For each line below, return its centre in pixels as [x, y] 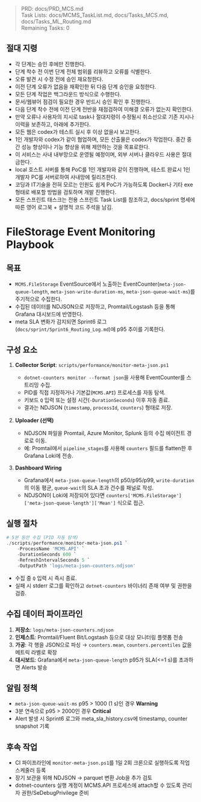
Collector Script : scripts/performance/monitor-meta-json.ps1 [92, 365]
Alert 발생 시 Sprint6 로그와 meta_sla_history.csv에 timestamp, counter [101, 719]
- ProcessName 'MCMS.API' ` [51, 549]
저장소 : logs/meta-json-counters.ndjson [64, 630]
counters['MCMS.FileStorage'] [144, 496]
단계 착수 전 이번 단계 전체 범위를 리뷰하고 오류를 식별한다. [83, 71]
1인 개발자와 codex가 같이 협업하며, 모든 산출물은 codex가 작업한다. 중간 [100, 139]
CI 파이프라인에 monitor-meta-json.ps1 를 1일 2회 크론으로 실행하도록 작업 [102, 763]
